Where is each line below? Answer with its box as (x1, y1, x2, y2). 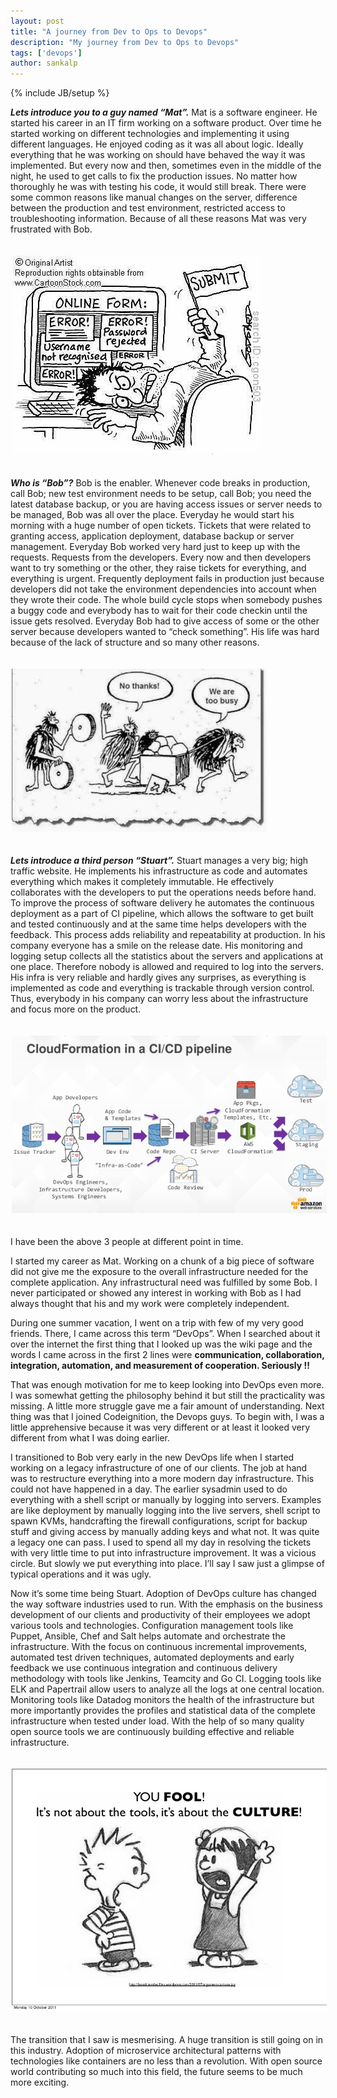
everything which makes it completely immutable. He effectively (10, 876, 275, 888)
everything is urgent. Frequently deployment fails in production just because (10, 573, 325, 585)
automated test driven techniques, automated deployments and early (10, 1651, 295, 1663)
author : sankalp (10, 58, 78, 69)
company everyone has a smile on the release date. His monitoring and (10, 940, 303, 952)
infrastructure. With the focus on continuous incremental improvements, (10, 1640, 308, 1652)
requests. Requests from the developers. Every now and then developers (10, 551, 312, 564)
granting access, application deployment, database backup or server (10, 530, 295, 542)
